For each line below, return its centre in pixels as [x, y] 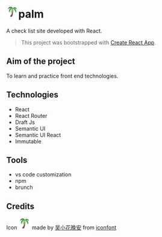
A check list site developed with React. [54, 31]
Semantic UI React [38, 135]
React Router [31, 115]
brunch [24, 187]
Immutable [28, 141]
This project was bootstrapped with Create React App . [89, 42]
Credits [20, 206]
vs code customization [43, 174]
